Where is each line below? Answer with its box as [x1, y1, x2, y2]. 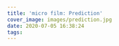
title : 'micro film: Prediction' [7, 9, 103, 17]
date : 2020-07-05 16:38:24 [7, 22, 85, 29]
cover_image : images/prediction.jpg [7, 16, 112, 23]
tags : [7, 28, 23, 36]
